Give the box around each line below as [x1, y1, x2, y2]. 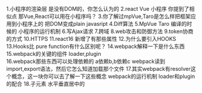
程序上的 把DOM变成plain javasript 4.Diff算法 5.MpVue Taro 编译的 [22, 20, 187, 27]
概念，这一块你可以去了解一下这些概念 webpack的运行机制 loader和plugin [11, 73, 195, 80]
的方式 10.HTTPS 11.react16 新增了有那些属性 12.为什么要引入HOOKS [6, 35, 177, 42]
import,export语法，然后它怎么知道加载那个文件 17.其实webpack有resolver [6, 65, 191, 72]
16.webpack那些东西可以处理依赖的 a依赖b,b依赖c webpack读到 [6, 58, 166, 65]
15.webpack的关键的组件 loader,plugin [6, 50, 101, 57]
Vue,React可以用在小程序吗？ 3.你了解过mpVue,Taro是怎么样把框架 [23, 13, 191, 20]
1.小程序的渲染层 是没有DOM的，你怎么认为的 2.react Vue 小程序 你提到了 [6, 5, 190, 12]
